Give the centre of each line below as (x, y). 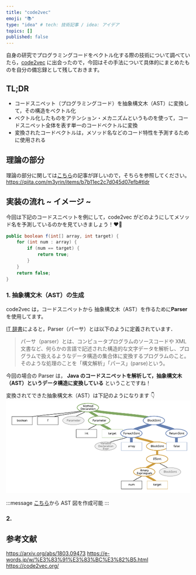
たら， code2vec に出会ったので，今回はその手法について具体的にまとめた (95, 63)
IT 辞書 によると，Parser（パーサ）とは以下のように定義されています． (91, 329)
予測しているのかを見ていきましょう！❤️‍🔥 (72, 224)
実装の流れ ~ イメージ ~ (49, 202)
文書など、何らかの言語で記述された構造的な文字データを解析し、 (100, 349)
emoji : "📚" (20, 18)
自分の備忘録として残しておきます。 (59, 70)
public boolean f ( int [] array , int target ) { (62, 236)
